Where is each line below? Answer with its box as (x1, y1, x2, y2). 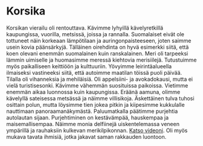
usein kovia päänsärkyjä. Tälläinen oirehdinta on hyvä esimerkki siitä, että (6, 43, 189, 51)
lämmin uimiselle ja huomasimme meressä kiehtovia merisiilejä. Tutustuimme (6, 56, 197, 63)
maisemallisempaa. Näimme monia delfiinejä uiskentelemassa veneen (6, 120, 180, 127)
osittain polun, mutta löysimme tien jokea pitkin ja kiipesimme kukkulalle (6, 101, 185, 108)
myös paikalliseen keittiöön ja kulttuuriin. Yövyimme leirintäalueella (6, 62, 172, 70)
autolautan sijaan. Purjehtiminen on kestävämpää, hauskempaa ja (6, 113, 169, 121)
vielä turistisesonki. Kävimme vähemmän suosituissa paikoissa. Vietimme (6, 81, 188, 89)
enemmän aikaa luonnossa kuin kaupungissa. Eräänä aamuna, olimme (6, 88, 181, 95)
